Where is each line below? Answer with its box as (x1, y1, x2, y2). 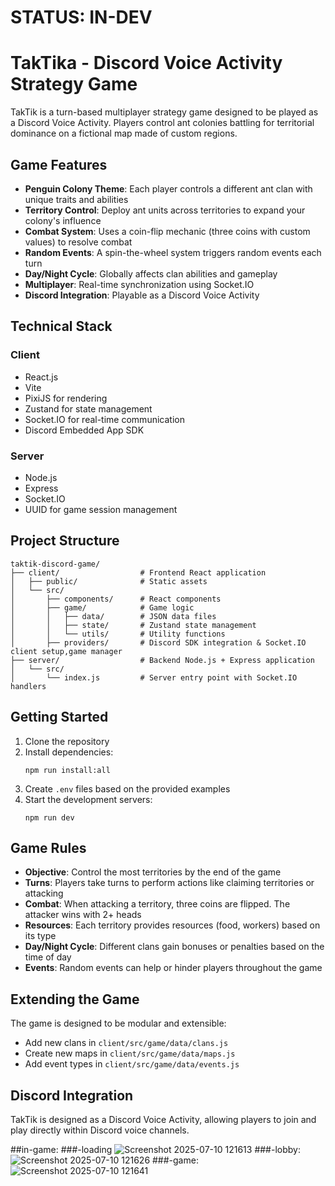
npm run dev (24, 812, 75, 823)
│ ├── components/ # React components (10, 594, 222, 604)
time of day (24, 951, 72, 963)
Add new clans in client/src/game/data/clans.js (24, 1037, 229, 1049)
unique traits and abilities (24, 193, 129, 205)
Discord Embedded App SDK (24, 424, 145, 436)
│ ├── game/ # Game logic (10, 602, 195, 613)
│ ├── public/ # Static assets (10, 576, 208, 586)
